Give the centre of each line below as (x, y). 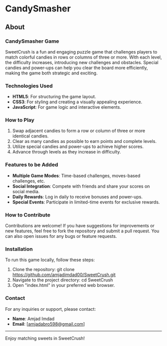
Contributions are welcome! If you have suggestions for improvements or (80, 226)
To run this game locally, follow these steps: (50, 260)
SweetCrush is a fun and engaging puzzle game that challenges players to (81, 52)
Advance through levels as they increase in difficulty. (67, 152)
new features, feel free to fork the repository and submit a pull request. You (82, 231)
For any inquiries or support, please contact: (50, 309)
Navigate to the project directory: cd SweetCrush (63, 280)
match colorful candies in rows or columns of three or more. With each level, (83, 57)
